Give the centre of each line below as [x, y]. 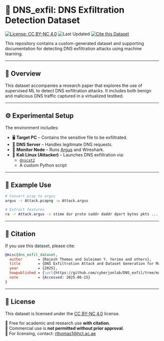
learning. [14, 54]
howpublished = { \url [31, 273]
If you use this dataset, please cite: [40, 246]
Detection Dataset [42, 20]
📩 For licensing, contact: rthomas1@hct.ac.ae [51, 333]
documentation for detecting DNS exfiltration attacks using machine [73, 48]
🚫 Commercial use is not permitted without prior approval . [65, 328]
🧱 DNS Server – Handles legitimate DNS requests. [62, 144]
